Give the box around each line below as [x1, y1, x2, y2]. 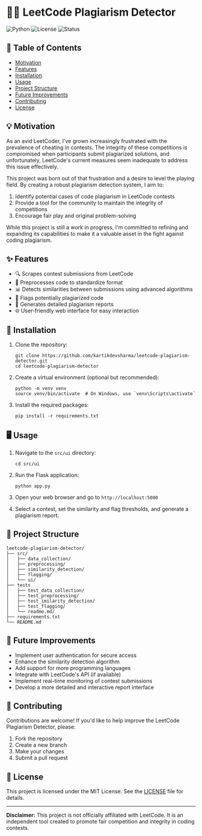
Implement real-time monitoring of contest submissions [14, 677, 153, 684]
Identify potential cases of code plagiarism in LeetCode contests [14, 192, 176, 200]
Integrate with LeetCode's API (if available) [14, 671, 121, 678]
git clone [14, 353, 40, 359]
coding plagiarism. [6, 236, 52, 244]
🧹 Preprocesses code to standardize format [14, 279, 123, 286]
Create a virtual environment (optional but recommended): [14, 374, 159, 381]
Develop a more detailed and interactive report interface [14, 683, 155, 691]
